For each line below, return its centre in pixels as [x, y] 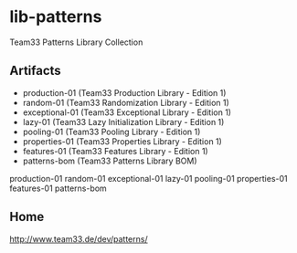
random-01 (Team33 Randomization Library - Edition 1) [126, 102]
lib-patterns [56, 17]
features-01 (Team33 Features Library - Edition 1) [115, 151]
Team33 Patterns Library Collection [76, 42]
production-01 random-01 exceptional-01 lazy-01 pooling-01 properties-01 [148, 178]
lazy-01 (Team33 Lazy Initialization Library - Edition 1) [123, 121]
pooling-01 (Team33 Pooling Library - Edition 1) [111, 132]
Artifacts [35, 71]
